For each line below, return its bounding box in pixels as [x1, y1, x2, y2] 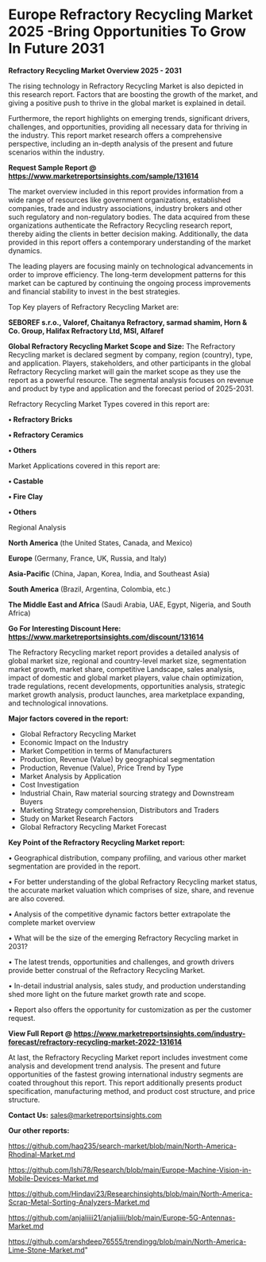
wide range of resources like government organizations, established [8, 195, 231, 205]
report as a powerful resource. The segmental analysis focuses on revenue [8, 375, 254, 385]
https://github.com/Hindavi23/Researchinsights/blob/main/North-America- [8, 1189, 253, 1198]
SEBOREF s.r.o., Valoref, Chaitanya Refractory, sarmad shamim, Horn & [8, 317, 248, 327]
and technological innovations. [8, 698, 109, 708]
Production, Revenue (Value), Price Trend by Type [19, 763, 184, 772]
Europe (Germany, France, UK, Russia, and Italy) [8, 553, 167, 563]
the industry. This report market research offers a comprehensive [8, 130, 222, 140]
